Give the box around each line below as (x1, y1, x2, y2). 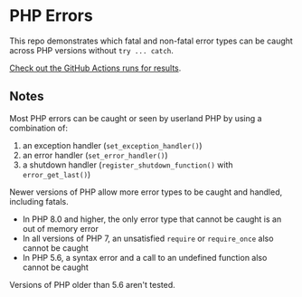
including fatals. (9, 196, 70, 206)
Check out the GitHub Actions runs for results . (9, 62, 182, 73)
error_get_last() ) (22, 168, 91, 179)
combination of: (9, 122, 68, 133)
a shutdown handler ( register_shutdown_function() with (22, 159, 233, 170)
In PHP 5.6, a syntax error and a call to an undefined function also (22, 252, 268, 263)
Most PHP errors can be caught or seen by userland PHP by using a (9, 112, 262, 123)
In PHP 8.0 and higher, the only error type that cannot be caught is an (22, 214, 282, 225)
